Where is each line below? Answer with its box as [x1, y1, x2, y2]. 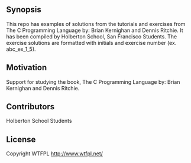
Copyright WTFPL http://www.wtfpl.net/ [6, 150, 103, 157]
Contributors [6, 102, 55, 112]
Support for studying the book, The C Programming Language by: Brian [6, 78, 180, 85]
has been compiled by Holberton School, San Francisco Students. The [6, 32, 177, 40]
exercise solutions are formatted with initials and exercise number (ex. [6, 39, 177, 46]
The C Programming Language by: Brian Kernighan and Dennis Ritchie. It [6, 27, 183, 34]
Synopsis [6, 5, 41, 15]
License [6, 134, 36, 144]
